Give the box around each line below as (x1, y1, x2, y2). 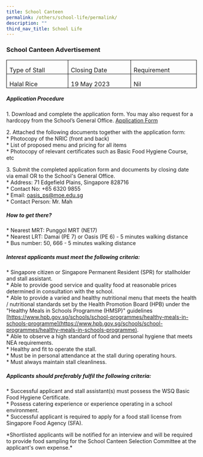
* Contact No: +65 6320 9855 (6, 185, 81, 192)
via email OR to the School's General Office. (6, 172, 116, 179)
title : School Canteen (6, 8, 63, 15)
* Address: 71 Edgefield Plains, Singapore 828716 (6, 179, 129, 186)
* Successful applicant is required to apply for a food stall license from (6, 413, 182, 420)
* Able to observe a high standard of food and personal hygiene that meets (6, 333, 193, 340)
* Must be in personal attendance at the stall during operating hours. (6, 352, 177, 359)
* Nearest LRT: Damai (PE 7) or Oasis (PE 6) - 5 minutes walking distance (6, 233, 188, 240)
